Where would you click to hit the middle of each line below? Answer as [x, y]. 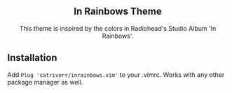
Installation [32, 58]
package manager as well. [45, 82]
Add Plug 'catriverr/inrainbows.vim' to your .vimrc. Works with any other [116, 74]
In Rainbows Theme [118, 12]
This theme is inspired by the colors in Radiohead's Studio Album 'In [118, 28]
